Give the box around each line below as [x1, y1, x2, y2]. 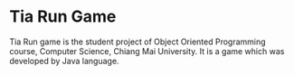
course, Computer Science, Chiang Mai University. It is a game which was [9, 45, 285, 56]
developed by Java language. [9, 55, 119, 66]
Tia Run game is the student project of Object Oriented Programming [9, 36, 266, 47]
